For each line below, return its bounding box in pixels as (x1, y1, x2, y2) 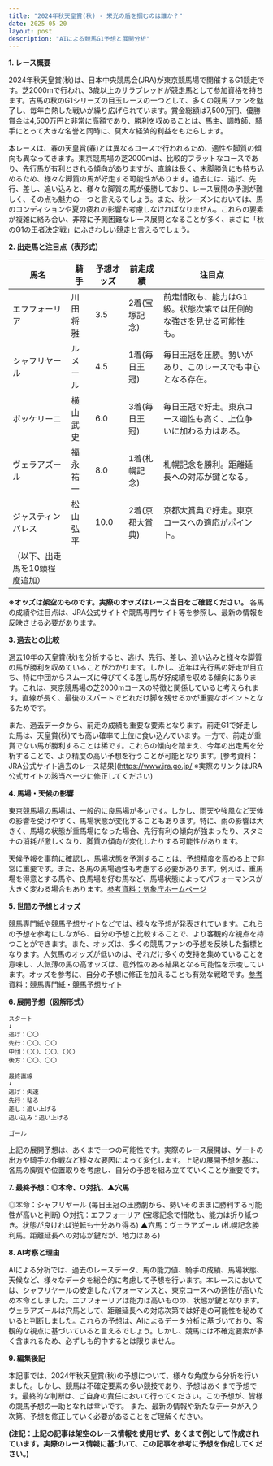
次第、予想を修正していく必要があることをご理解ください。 (8, 1411, 208, 1421)
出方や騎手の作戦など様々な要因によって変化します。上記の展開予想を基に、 (8, 1155, 264, 1165)
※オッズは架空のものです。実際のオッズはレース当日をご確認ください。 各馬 (8, 597, 265, 607)
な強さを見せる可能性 (163, 316, 245, 327)
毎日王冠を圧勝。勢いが (163, 349, 253, 360)
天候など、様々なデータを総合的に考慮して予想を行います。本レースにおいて (8, 1275, 263, 1285)
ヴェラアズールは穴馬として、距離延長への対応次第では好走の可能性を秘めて (8, 1306, 264, 1315)
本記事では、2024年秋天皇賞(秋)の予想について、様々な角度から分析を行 (8, 1371, 252, 1381)
